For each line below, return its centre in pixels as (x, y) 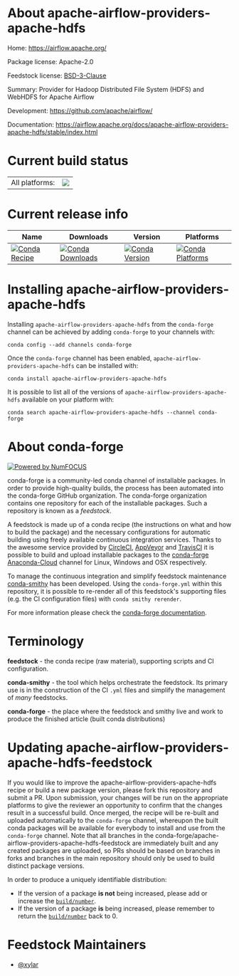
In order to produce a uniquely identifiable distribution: (87, 879)
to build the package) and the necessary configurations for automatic (109, 532)
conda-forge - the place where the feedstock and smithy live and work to (115, 711)
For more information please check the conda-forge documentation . (107, 612)
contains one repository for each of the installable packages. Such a (107, 503)
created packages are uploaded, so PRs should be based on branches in (114, 850)
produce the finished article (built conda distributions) (86, 719)
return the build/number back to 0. (68, 915)
